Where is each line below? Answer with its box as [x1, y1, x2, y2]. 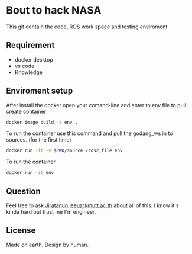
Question [6, 186, 41, 196]
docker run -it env [6, 170, 54, 176]
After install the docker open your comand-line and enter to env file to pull [6, 101, 187, 108]
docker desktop [14, 56, 53, 63]
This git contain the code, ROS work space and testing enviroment [6, 23, 168, 30]
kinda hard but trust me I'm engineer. [6, 208, 96, 215]
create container [6, 108, 47, 115]
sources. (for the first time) [6, 136, 72, 143]
